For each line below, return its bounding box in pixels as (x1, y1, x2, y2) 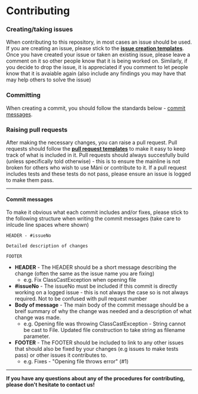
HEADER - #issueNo (6, 233, 51, 239)
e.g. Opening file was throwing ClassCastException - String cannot (23, 320, 186, 327)
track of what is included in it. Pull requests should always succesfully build (6, 152, 190, 159)
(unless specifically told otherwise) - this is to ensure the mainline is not (6, 158, 181, 165)
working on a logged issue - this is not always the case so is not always (14, 289, 189, 296)
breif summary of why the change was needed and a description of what (14, 308, 192, 315)
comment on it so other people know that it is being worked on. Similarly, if (6, 57, 187, 64)
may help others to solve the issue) (6, 76, 91, 83)
